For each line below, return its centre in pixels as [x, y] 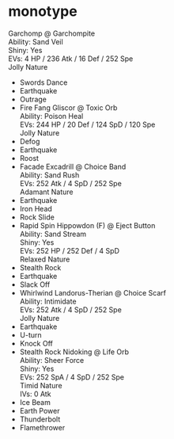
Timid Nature [41, 385]
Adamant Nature [46, 192]
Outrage [33, 99]
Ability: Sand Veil [36, 41]
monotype [43, 11]
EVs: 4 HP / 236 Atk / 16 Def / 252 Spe [71, 59]
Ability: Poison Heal [51, 116]
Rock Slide [37, 217]
